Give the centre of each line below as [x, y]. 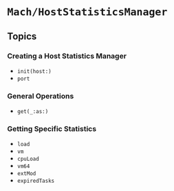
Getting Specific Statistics [52, 129]
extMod [26, 174]
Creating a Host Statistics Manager [67, 56]
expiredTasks [36, 181]
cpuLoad [28, 159]
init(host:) [34, 71]
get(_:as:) [33, 112]
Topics [22, 36]
